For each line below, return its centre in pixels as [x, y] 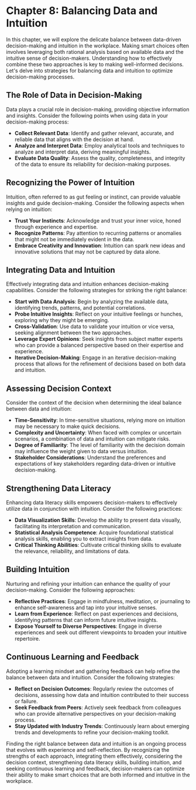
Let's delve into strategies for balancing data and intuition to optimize [90, 70]
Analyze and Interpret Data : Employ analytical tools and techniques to [99, 145]
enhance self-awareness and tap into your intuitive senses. [86, 607]
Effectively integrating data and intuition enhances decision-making [87, 284]
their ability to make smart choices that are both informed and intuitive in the [98, 775]
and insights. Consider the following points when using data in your [87, 115]
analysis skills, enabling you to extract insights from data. [84, 539]
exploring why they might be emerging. [62, 320]
